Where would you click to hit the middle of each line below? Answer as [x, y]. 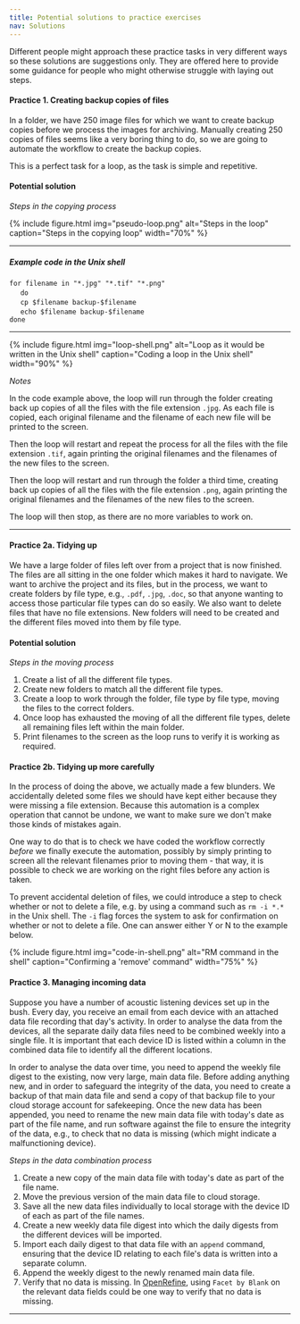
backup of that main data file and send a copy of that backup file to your [142, 1095]
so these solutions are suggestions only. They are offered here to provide [144, 61]
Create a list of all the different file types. [97, 680]
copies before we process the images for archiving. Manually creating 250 [146, 130]
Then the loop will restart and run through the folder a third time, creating [144, 480]
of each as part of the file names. [83, 1215]
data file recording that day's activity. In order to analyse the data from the [146, 1021]
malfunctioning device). [53, 1143]
